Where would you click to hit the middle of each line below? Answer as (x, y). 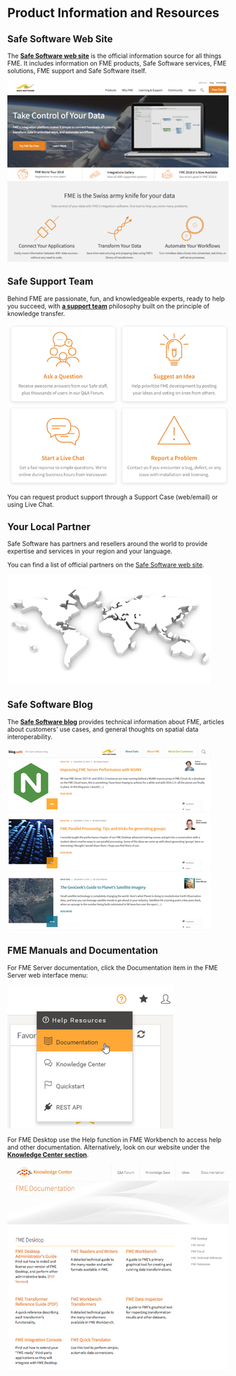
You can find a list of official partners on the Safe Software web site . (106, 565)
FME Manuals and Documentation (83, 951)
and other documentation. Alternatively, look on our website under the (109, 1147)
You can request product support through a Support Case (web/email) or (113, 497)
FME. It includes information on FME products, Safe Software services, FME (117, 63)
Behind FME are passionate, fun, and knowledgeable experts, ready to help (116, 298)
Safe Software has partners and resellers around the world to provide (107, 544)
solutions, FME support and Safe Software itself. (77, 71)
